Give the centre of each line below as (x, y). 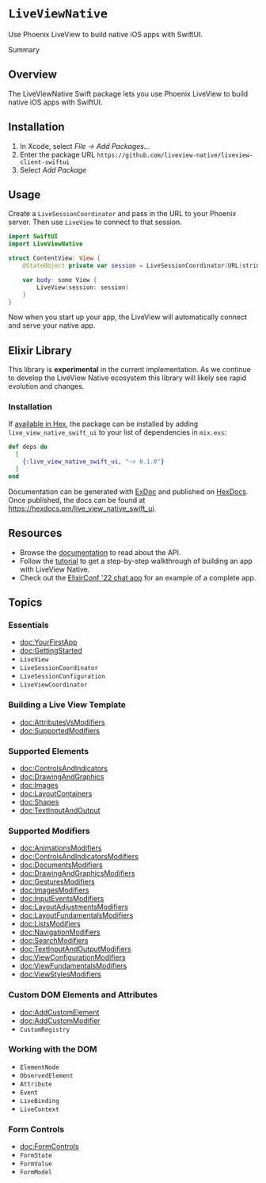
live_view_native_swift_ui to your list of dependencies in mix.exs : (118, 432)
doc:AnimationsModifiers (61, 848)
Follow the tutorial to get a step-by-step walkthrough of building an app (136, 561)
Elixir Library (40, 350)
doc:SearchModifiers (54, 941)
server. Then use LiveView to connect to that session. (95, 222)
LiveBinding (39, 1101)
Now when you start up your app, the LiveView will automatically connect (128, 317)
